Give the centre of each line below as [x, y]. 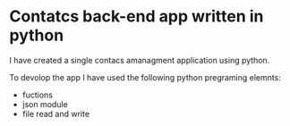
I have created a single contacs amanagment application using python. [140, 60]
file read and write [56, 113]
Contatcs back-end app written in [136, 17]
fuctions [38, 95]
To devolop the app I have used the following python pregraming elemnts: [145, 77]
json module [45, 104]
